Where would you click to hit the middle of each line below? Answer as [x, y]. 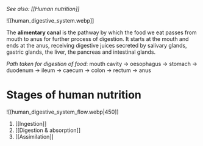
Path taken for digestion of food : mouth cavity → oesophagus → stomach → [102, 64]
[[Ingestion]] [31, 123]
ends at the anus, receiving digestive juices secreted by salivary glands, [97, 46]
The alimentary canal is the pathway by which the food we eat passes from [101, 32]
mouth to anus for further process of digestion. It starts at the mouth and [98, 39]
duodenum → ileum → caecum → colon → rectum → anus [79, 70]
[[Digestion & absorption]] [48, 130]
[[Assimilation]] [34, 136]
